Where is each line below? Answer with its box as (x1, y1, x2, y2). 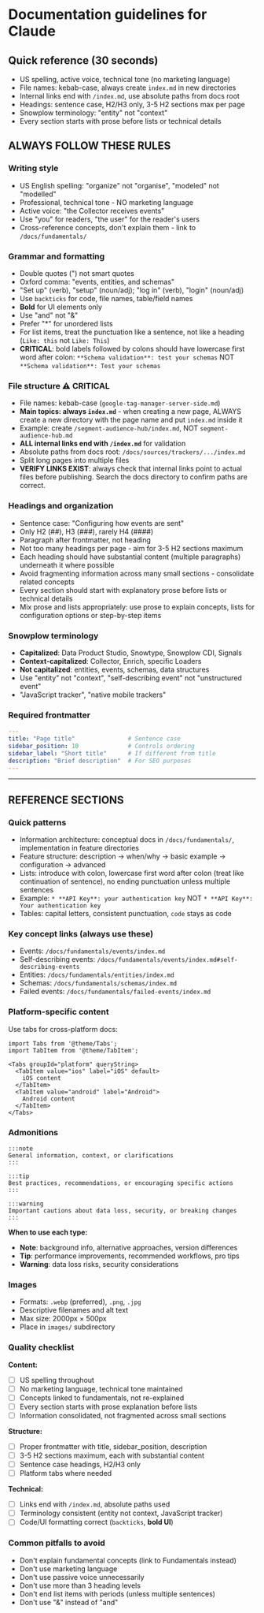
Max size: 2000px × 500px (19, 1314, 108, 1324)
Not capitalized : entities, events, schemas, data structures (19, 665, 210, 674)
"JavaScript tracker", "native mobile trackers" (19, 690, 167, 699)
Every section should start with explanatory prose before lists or (19, 585, 227, 594)
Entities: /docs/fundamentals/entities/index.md (19, 970, 174, 979)
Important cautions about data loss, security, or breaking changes (8, 1207, 237, 1215)
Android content (22, 1094, 76, 1103)
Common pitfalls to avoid (8, 1537, 106, 1548)
